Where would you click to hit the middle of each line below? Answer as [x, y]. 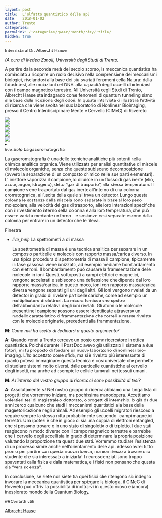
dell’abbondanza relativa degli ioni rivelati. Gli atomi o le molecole [77, 305]
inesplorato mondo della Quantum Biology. [47, 492]
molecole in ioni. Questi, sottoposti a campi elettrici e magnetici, [76, 274]
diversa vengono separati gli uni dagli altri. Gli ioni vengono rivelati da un [84, 290]
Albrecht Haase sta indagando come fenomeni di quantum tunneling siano [79, 95]
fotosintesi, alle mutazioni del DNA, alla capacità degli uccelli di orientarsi [78, 84]
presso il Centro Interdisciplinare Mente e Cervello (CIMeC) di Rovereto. [76, 110]
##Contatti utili [20, 501]
